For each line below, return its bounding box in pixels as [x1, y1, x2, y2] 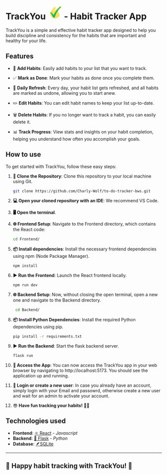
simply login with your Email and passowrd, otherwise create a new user [12, 387, 161, 393]
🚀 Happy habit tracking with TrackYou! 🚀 [5, 462, 133, 470]
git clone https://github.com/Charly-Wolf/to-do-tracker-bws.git [12, 188, 151, 193]
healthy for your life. [5, 38, 47, 44]
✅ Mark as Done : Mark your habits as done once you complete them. [12, 75, 155, 81]
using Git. [12, 178, 33, 184]
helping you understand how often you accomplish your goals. [12, 136, 141, 142]
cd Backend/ [15, 307, 40, 312]
